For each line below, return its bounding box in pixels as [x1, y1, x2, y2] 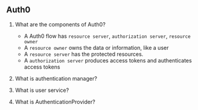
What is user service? [14, 87, 69, 94]
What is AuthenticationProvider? [14, 98, 95, 105]
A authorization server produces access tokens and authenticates [24, 57, 192, 64]
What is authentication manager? [14, 75, 98, 82]
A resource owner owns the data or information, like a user [24, 44, 169, 51]
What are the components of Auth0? [14, 20, 106, 28]
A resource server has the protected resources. [24, 50, 144, 58]
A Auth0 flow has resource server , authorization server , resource [24, 32, 191, 40]
